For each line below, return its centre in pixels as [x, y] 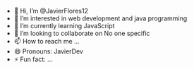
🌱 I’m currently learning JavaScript [64, 26]
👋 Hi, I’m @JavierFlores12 [51, 11]
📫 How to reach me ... [47, 41]
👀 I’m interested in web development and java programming [101, 18]
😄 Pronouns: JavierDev [48, 51]
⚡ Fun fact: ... [33, 59]
